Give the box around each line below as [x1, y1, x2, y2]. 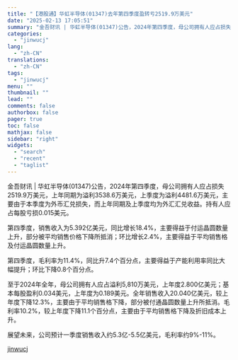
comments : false [7, 103, 55, 110]
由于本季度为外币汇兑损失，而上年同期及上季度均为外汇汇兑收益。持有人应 [13, 199, 231, 208]
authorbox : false [7, 109, 59, 116]
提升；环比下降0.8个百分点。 [13, 265, 98, 273]
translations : [7, 57, 50, 64]
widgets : [7, 142, 33, 149]
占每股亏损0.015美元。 [7, 208, 73, 216]
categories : [7, 30, 42, 37]
